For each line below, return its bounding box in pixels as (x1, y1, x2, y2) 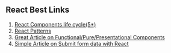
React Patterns (14, 27, 52, 34)
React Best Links (5, 5, 70, 15)
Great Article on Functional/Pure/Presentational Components (14, 33, 165, 41)
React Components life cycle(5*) (14, 20, 96, 28)
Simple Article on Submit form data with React (14, 40, 129, 47)
